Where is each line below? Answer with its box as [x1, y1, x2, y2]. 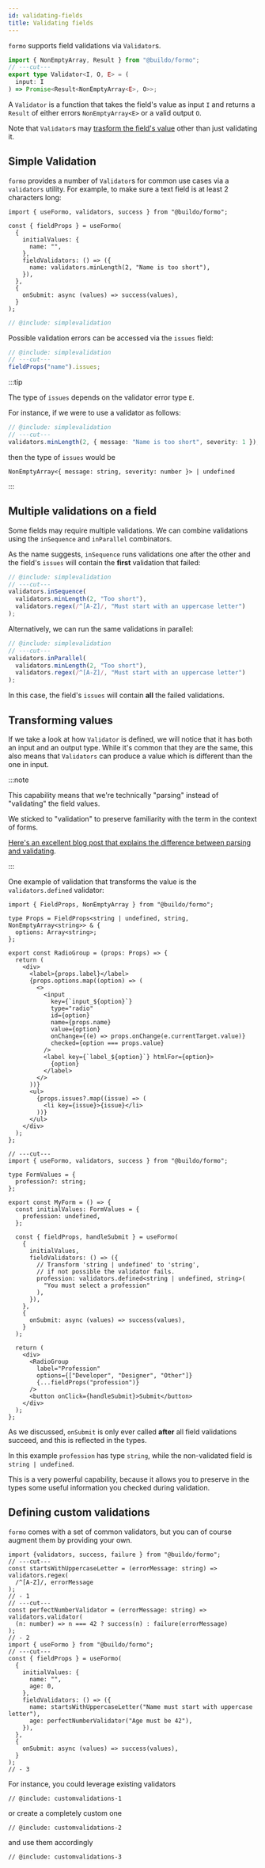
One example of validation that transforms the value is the [8, 876, 197, 887]
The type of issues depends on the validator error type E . [8, 393, 195, 402]
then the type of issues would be [8, 452, 116, 461]
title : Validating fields [8, 19, 93, 27]
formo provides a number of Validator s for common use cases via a [8, 176, 229, 185]
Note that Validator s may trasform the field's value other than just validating [8, 123, 258, 133]
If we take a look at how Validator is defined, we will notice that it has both [8, 734, 253, 744]
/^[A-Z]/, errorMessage [15, 1578, 93, 1586]
